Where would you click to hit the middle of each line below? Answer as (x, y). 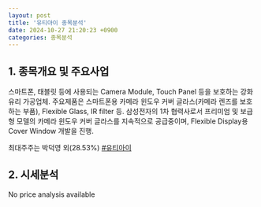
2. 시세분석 (34, 175)
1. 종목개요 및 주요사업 (59, 71)
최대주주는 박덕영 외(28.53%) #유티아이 (70, 148)
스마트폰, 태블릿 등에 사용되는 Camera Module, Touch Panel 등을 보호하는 (123, 92)
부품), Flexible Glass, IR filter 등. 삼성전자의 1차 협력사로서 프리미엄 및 (130, 112)
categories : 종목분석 (40, 37)
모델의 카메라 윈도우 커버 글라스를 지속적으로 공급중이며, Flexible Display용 (132, 121)
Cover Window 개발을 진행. (51, 131)
